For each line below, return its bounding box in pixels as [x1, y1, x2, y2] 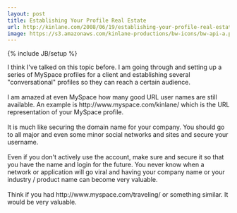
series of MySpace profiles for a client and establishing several [7, 71, 190, 79]
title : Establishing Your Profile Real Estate [7, 17, 147, 24]
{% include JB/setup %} [7, 49, 78, 58]
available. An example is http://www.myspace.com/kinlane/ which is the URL [7, 100, 230, 109]
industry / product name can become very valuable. [7, 176, 158, 184]
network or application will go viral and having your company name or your [7, 168, 225, 176]
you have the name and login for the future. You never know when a [7, 160, 205, 169]
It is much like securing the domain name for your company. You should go [7, 123, 225, 131]
